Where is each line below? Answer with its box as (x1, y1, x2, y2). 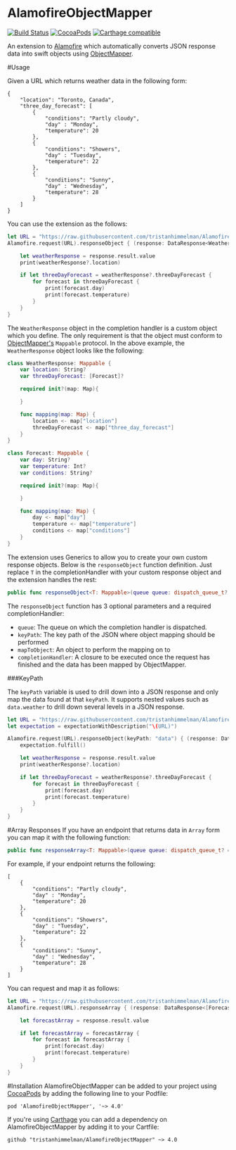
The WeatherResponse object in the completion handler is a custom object (7, 324, 218, 332)
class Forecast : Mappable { (7, 450, 90, 457)
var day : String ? (20, 456, 71, 464)
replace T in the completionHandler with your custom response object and (7, 568, 221, 576)
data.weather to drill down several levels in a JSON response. (7, 702, 185, 711)
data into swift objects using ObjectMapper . (7, 49, 133, 58)
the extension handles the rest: (7, 575, 97, 583)
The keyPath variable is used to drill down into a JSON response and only (7, 688, 219, 696)
